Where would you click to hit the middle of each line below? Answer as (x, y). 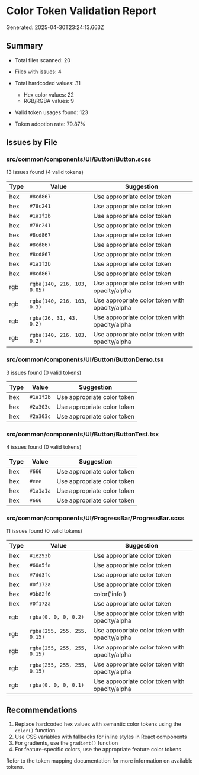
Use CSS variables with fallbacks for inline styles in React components (101, 737)
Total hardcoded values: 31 (48, 83)
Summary (25, 46)
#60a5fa (40, 565)
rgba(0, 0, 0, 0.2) (57, 617)
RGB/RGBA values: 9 (49, 101)
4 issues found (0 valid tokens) (44, 447)
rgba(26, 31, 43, (54, 318)
